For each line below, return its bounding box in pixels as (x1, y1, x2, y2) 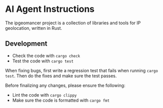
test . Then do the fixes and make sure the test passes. (5, 73, 117, 79)
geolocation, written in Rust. (5, 25, 63, 31)
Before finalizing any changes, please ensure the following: (5, 82, 125, 88)
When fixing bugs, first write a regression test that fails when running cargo (5, 67, 158, 73)
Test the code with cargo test (12, 58, 74, 64)
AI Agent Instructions (5, 3, 95, 15)
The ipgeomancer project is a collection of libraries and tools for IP (5, 20, 141, 26)
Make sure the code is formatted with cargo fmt (12, 97, 110, 103)
